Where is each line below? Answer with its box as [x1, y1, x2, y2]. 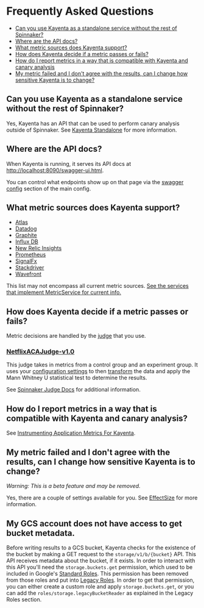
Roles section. [6, 596, 42, 603]
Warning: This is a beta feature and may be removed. [6, 482, 141, 490]
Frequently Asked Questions [6, 4, 154, 18]
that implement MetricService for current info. [6, 288, 122, 296]
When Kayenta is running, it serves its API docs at [6, 160, 132, 167]
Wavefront [15, 270, 41, 278]
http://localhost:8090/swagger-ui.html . [6, 166, 104, 174]
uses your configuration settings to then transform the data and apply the [6, 368, 191, 375]
